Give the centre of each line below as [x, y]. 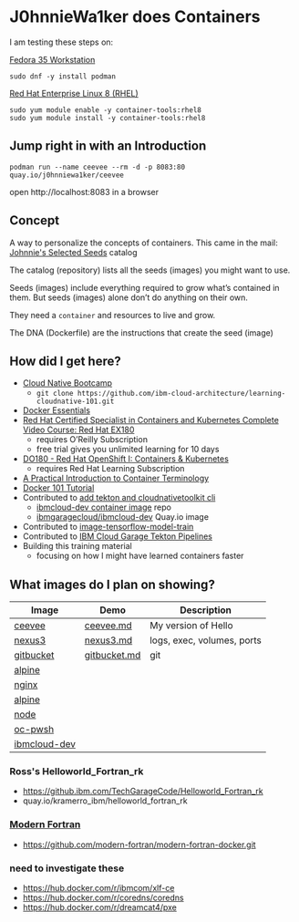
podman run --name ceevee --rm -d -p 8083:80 [97, 167]
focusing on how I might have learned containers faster [140, 556]
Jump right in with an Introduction [108, 146]
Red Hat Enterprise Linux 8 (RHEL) [74, 93]
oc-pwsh [34, 730]
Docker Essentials [57, 410]
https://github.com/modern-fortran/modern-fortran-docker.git [139, 844]
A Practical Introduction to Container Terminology [116, 478]
